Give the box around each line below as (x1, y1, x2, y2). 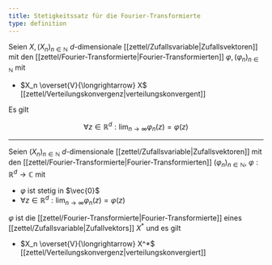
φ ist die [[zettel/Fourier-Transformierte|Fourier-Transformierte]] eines (8, 213, 243, 223)
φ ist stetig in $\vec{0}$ (19, 186, 100, 195)
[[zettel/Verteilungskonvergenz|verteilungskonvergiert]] (19, 247, 206, 257)
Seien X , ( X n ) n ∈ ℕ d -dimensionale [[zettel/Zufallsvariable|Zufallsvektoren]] (8, 41, 258, 53)
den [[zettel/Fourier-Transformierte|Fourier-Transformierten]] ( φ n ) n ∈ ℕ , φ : (8, 157, 259, 169)
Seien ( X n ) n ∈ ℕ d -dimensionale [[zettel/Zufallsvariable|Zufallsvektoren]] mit (8, 147, 262, 159)
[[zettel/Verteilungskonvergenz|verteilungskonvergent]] (19, 88, 206, 98)
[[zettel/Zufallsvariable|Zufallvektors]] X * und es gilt (8, 222, 181, 233)
